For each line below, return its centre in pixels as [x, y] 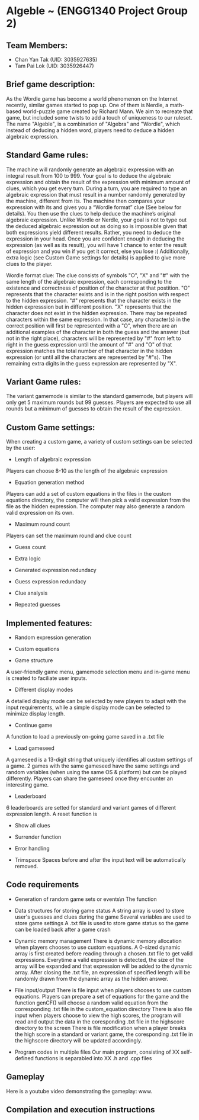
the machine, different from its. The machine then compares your [86, 201]
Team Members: [37, 45]
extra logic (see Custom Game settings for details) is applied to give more [96, 257]
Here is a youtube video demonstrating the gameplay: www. [79, 1091]
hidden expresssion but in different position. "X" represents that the [89, 307]
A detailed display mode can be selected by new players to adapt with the [96, 701]
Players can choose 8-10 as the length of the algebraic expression [87, 471]
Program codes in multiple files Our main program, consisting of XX [97, 1052]
